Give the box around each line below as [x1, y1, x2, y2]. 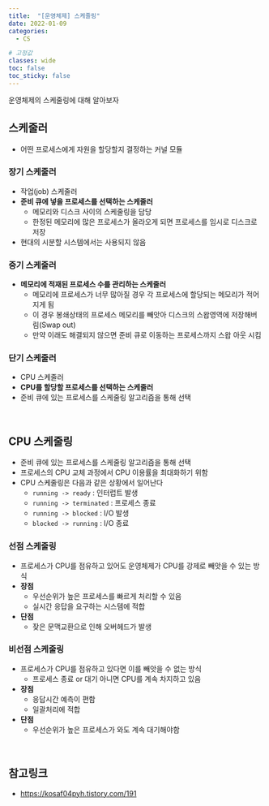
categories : [8, 27, 49, 35]
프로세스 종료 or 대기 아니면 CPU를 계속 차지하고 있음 [32, 674, 201, 683]
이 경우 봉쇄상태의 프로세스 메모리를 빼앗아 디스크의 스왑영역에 [32, 310, 229, 320]
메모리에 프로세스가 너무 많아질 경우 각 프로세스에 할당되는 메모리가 [32, 290, 245, 300]
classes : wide [8, 57, 57, 65]
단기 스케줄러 [8, 352, 57, 364]
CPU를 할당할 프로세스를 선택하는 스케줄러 [19, 382, 154, 392]
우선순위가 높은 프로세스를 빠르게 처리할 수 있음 [32, 591, 182, 601]
